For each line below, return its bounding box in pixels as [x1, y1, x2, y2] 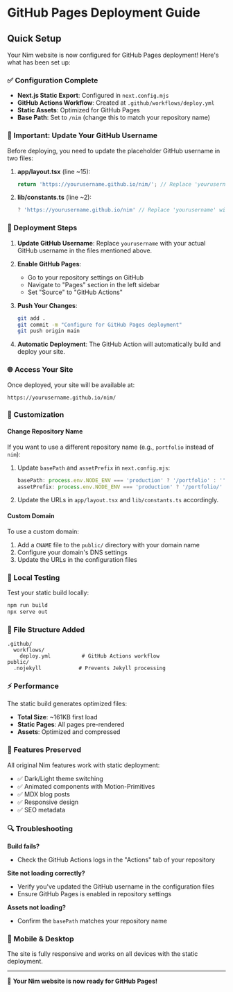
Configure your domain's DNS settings [17, 548, 128, 556]
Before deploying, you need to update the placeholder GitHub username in [7, 146, 221, 155]
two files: [7, 154, 33, 162]
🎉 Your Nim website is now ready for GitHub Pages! [7, 977, 158, 986]
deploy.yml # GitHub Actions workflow [19, 652, 159, 660]
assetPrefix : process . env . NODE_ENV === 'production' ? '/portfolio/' [17, 484, 223, 490]
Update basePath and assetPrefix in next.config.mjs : [17, 463, 171, 472]
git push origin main [17, 327, 80, 334]
